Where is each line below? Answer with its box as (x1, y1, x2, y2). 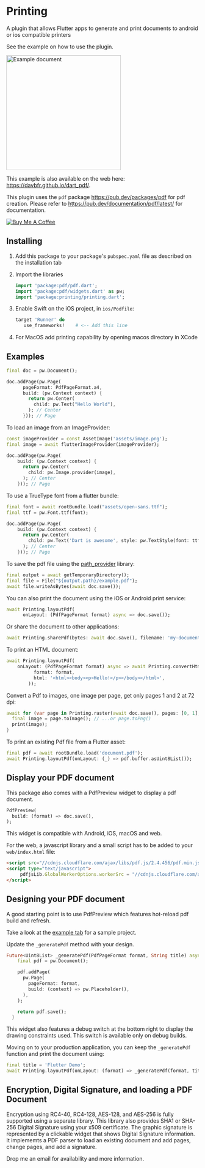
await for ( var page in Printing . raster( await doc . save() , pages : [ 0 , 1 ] (6, 710, 198, 716)
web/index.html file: (6, 848, 56, 856)
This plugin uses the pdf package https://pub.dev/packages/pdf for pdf (6, 193, 185, 200)
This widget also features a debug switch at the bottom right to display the (6, 1025, 193, 1033)
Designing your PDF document (6, 894, 125, 905)
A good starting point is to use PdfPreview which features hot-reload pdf (6, 910, 189, 917)
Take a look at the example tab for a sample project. (6, 929, 137, 936)
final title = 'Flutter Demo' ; (6, 1062, 86, 1068)
